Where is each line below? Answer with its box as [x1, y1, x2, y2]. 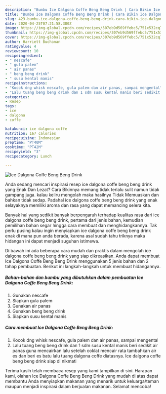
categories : [5, 94, 30, 99]
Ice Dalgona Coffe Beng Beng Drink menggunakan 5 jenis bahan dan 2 [5, 258, 149, 264]
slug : [5, 16, 16, 21]
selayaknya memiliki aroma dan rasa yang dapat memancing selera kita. [5, 202, 152, 208]
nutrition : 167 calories [5, 131, 56, 136]
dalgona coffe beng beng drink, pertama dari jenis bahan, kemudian [5, 217, 143, 223]
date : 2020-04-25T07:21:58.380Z [5, 21, 72, 26]
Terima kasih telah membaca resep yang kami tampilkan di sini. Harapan [5, 367, 153, 373]
